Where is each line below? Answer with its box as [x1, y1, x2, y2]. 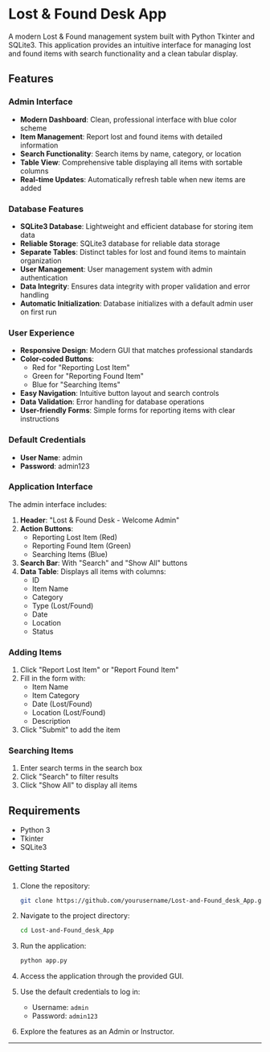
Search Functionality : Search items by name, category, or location [19, 148, 242, 158]
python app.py [19, 957, 67, 965]
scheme [19, 123, 47, 133]
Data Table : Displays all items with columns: [19, 566, 166, 576]
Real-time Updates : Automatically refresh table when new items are [19, 174, 246, 184]
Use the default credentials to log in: [19, 987, 141, 996]
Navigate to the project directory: [19, 911, 130, 921]
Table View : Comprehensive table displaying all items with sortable [19, 157, 243, 167]
